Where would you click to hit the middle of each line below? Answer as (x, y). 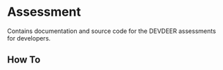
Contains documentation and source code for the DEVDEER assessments (111, 31)
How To (24, 60)
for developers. (29, 38)
